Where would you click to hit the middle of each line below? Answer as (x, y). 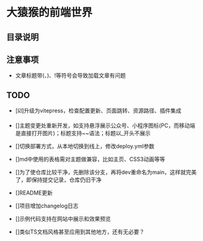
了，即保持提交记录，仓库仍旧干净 (58, 180)
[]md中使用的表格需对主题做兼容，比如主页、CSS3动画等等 (90, 159)
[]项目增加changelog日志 (47, 206)
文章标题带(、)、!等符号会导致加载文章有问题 (71, 76)
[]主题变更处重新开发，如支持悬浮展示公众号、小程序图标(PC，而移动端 (105, 125)
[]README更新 (34, 193)
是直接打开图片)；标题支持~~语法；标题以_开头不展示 (83, 133)
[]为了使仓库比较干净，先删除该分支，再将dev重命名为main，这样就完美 (106, 172)
